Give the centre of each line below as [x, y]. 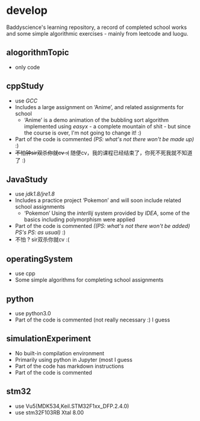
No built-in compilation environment [59, 353]
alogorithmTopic [38, 53]
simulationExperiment [49, 339]
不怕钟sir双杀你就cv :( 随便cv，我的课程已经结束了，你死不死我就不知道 [104, 153]
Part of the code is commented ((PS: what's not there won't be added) [102, 226]
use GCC [26, 101]
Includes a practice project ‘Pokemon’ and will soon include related [98, 200]
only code [27, 67]
